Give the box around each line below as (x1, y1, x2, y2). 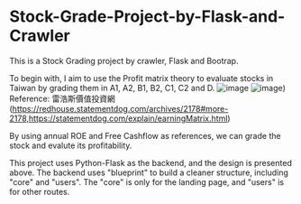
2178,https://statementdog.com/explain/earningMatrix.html (9, 113, 228, 124)
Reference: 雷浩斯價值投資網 (9, 93, 115, 104)
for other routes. (9, 186, 70, 197)
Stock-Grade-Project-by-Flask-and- (9, 6, 286, 27)
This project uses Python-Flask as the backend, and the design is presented (9, 157, 293, 168)
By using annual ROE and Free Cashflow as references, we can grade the (9, 130, 281, 141)
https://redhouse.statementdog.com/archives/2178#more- (12, 103, 229, 114)
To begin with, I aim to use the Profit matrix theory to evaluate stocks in (9, 72, 274, 83)
